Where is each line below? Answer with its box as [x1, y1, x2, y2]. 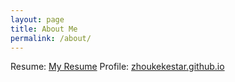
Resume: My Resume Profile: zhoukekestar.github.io [10, 61, 225, 73]
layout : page [10, 14, 65, 25]
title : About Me [10, 24, 78, 34]
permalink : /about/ [10, 33, 92, 43]
